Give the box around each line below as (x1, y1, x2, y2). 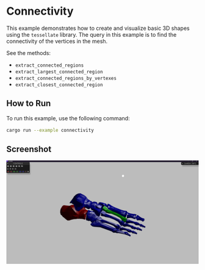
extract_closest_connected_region (15, 81, 103, 88)
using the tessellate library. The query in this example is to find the (6, 31, 177, 38)
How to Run (6, 98, 51, 109)
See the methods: (6, 49, 51, 56)
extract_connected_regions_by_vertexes (15, 75, 117, 81)
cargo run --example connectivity (6, 127, 95, 133)
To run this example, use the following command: (6, 114, 130, 122)
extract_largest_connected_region (15, 68, 103, 75)
